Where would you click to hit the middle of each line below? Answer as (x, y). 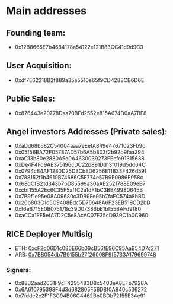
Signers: (19, 270)
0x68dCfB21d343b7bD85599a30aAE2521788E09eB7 (80, 184)
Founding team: (36, 33)
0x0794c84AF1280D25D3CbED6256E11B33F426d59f (81, 171)
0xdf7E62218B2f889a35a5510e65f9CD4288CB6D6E (79, 80)
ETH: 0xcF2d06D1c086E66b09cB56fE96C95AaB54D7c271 (87, 248)
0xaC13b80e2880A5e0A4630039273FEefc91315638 (80, 159)
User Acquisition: (39, 66)
